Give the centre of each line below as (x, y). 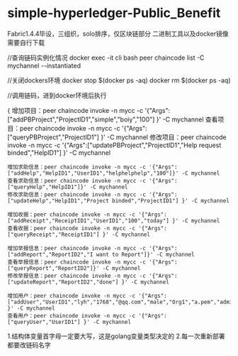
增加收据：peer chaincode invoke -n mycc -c (72, 215)
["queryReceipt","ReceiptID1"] (53, 234)
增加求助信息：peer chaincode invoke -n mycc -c (77, 167)
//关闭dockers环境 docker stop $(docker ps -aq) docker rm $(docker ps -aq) (119, 80)
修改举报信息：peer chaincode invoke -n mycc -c (77, 276)
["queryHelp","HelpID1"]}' (47, 187)
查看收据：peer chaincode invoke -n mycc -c (72, 228)
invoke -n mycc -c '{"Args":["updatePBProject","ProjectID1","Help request (114, 145)
